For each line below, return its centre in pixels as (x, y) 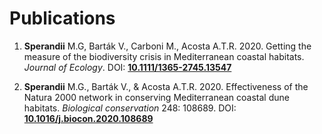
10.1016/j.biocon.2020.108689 (88, 118)
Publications (62, 18)
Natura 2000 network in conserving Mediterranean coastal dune (156, 97)
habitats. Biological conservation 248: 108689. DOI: (130, 108)
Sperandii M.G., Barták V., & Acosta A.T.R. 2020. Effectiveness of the (166, 86)
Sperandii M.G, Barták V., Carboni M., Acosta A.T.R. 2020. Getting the (167, 46)
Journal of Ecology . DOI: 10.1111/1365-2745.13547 (127, 67)
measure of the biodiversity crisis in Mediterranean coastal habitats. (164, 56)
